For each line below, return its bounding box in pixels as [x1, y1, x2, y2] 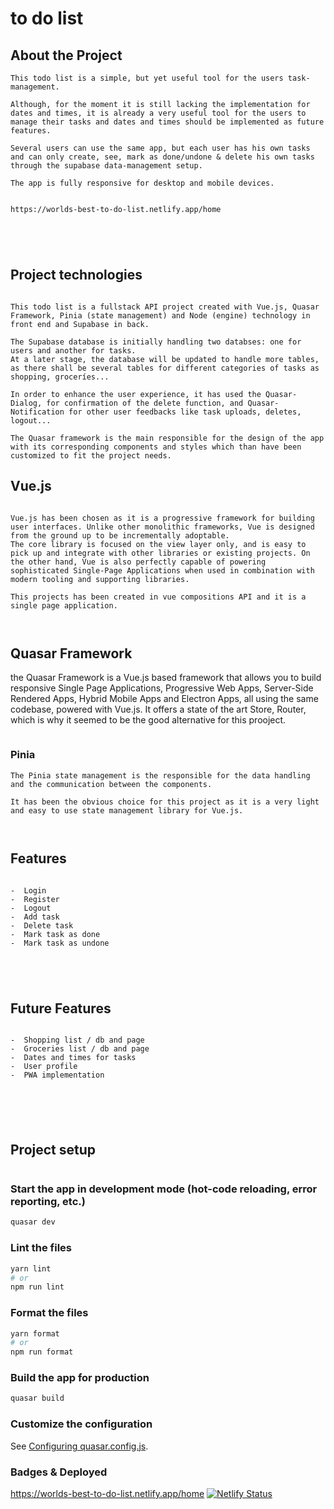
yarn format [10, 1328, 60, 1339]
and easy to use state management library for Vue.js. [10, 805, 244, 816]
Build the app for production [10, 1371, 150, 1385]
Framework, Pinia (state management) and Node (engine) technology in [10, 310, 311, 321]
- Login [10, 885, 47, 896]
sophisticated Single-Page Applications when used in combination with [10, 565, 315, 576]
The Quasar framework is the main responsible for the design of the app [10, 433, 325, 443]
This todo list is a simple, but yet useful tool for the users [10, 73, 284, 83]
